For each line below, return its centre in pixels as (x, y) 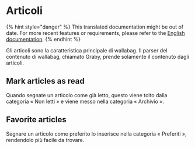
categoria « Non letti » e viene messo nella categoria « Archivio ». (85, 101)
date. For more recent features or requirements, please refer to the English (95, 33)
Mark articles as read (45, 81)
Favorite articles (36, 120)
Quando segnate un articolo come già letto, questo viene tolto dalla (87, 95)
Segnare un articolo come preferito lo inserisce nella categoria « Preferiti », (96, 134)
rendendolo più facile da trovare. (45, 140)
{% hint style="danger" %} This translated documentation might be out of (95, 27)
